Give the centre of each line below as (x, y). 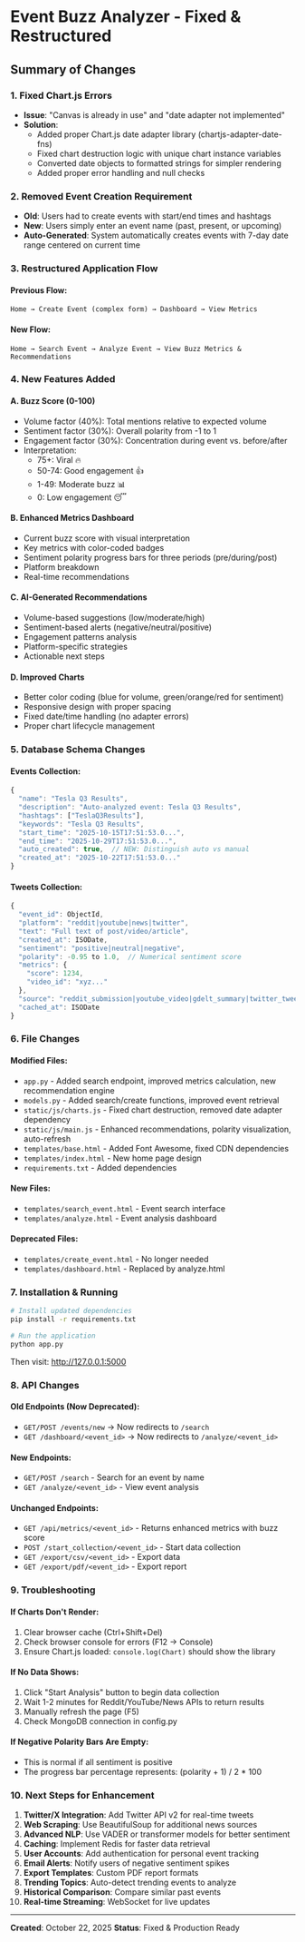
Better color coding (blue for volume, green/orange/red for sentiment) (153, 697)
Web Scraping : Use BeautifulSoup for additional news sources (140, 1825)
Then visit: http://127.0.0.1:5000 (68, 1361)
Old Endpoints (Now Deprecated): (75, 1407)
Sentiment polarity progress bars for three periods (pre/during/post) (150, 557)
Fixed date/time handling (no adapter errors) (106, 716)
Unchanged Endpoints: (54, 1507)
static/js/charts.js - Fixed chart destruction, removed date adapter (153, 1110)
